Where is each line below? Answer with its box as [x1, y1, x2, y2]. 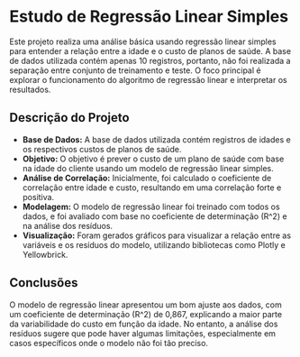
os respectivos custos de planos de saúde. [22, 143, 182, 154]
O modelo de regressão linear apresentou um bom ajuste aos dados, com [9, 299, 282, 310]
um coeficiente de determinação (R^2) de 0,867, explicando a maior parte [9, 308, 282, 319]
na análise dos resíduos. [22, 220, 114, 231]
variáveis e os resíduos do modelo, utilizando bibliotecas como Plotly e [22, 239, 286, 250]
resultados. [9, 84, 51, 95]
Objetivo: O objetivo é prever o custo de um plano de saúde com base [22, 153, 285, 164]
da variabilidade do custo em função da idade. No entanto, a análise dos [9, 318, 278, 329]
